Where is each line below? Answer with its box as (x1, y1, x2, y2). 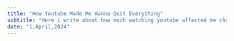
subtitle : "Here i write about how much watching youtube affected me (7, 17, 217, 24)
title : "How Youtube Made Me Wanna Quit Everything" (7, 10, 164, 17)
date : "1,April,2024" (7, 23, 70, 30)
